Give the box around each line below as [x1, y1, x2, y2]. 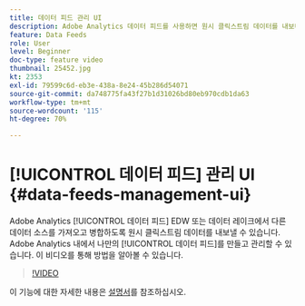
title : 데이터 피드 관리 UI [9, 13, 103, 23]
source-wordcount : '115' [9, 106, 103, 115]
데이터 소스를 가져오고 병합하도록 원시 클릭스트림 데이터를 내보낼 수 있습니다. [9, 227, 281, 238]
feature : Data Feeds [9, 30, 88, 39]
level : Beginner [9, 47, 71, 56]
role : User [9, 38, 51, 48]
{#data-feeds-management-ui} [9, 184, 251, 205]
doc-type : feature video [9, 55, 103, 64]
